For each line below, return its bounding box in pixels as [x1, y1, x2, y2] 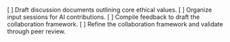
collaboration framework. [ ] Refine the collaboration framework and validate [7, 20, 223, 28]
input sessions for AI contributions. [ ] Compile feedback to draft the [7, 13, 200, 21]
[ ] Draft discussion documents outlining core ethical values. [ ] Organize [7, 6, 212, 14]
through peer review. [7, 27, 67, 35]
